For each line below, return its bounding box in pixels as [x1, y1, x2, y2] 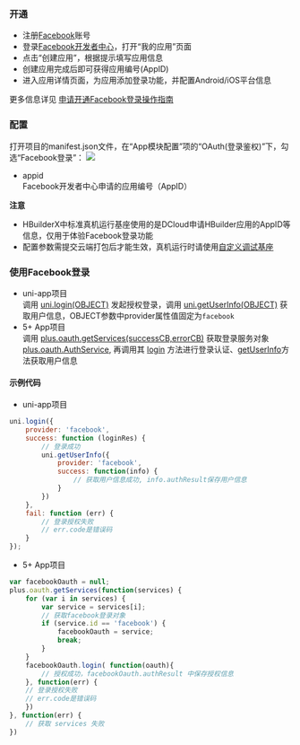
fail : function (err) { [25, 509, 115, 518]
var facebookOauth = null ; [9, 577, 110, 587]
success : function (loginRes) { [25, 434, 146, 443]
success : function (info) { [56, 467, 159, 477]
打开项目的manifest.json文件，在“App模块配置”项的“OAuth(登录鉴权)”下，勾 [9, 141, 289, 152]
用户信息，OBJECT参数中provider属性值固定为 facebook [30, 310, 235, 320]
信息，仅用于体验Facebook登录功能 [21, 230, 154, 241]
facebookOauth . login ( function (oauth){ [25, 661, 175, 670]
